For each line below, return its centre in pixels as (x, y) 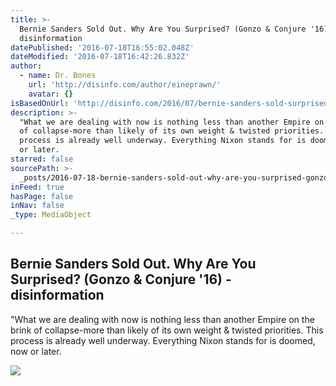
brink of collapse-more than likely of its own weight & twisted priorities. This (167, 330)
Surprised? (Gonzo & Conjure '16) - (121, 279)
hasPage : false (42, 196)
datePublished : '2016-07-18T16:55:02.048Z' (102, 47)
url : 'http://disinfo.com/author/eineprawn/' (125, 85)
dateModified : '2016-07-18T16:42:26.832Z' (100, 57)
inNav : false (37, 206)
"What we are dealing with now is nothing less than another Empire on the (162, 319)
